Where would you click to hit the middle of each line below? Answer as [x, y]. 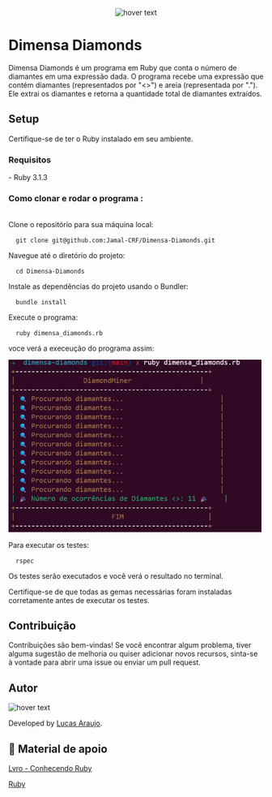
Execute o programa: [43, 317]
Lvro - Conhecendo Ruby [50, 769]
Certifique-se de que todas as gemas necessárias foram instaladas [120, 592]
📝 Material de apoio [58, 749]
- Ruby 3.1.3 [28, 178]
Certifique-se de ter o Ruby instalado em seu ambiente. [101, 139]
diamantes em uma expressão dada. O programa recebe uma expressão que [136, 76]
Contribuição [42, 626]
